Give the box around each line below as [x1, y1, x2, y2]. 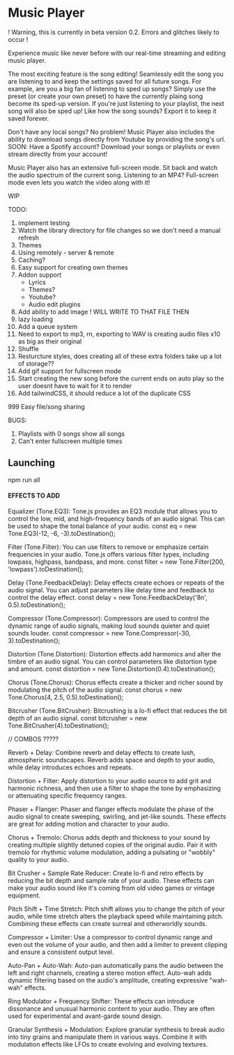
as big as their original [17, 337, 82, 346]
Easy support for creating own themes [17, 263, 128, 271]
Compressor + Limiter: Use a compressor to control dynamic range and [8, 932, 213, 941]
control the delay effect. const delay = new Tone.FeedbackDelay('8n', [8, 593, 208, 601]
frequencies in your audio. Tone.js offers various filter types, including [8, 550, 210, 558]
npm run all [8, 475, 40, 484]
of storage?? [17, 359, 54, 367]
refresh [17, 233, 40, 242]
